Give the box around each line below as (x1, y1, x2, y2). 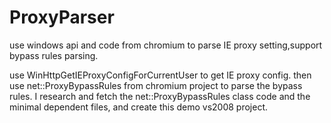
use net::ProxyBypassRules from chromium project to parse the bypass (9, 79, 303, 91)
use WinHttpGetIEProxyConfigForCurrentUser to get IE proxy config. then (9, 69, 312, 81)
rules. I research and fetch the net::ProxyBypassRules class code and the (9, 90, 311, 102)
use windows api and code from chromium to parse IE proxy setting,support (9, 39, 323, 51)
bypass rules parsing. (9, 49, 99, 61)
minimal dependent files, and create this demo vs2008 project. (9, 101, 269, 113)
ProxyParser (9, 6, 115, 29)
